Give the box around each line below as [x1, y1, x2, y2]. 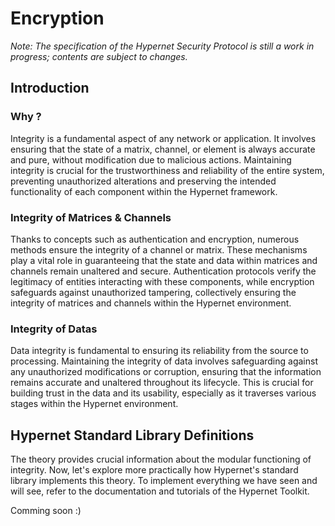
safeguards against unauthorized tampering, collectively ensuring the [10, 286, 297, 298]
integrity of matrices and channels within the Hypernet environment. [10, 297, 292, 309]
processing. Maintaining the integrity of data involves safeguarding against [10, 355, 318, 367]
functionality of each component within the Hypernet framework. [10, 185, 278, 197]
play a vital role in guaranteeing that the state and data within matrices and [10, 254, 318, 266]
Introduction [10, 80, 90, 97]
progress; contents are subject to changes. [10, 50, 188, 62]
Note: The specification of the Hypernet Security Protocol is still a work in [10, 40, 315, 52]
